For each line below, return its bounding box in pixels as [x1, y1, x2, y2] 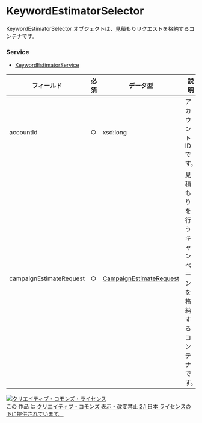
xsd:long [102, 128, 127, 137]
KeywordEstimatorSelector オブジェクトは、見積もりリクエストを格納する [6, 25, 189, 32]
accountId [9, 128, 38, 137]
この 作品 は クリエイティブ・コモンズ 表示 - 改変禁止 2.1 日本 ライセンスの [6, 403, 191, 410]
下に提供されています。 [6, 410, 64, 418]
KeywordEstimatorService [14, 61, 79, 69]
